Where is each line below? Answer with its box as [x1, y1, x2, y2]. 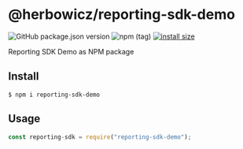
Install [8, 69, 39, 84]
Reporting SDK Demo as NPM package [8, 47, 134, 56]
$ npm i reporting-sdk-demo [8, 91, 101, 99]
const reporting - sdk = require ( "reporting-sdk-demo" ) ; [8, 132, 192, 141]
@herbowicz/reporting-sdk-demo [8, 6, 236, 24]
